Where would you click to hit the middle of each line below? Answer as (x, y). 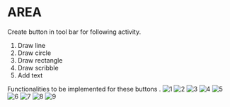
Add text (30, 75)
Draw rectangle (40, 60)
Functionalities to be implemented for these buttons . (84, 89)
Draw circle (34, 53)
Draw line (31, 45)
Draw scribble (38, 68)
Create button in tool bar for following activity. (74, 32)
